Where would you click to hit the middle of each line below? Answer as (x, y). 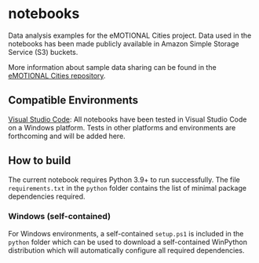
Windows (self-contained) (60, 217)
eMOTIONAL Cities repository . (57, 75)
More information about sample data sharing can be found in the (113, 67)
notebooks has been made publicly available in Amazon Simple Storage (124, 43)
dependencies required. (47, 196)
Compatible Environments (73, 100)
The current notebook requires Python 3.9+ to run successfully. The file (124, 179)
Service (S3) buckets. (43, 52)
